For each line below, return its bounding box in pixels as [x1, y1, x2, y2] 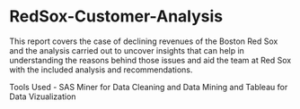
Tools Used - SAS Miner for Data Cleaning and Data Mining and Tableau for [9, 81, 288, 92]
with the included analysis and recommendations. [9, 64, 193, 75]
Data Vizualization [9, 91, 76, 102]
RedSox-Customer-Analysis [9, 6, 224, 27]
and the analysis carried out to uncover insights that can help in [9, 45, 245, 55]
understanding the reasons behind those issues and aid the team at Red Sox [9, 54, 292, 65]
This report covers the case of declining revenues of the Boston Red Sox [9, 36, 278, 46]
